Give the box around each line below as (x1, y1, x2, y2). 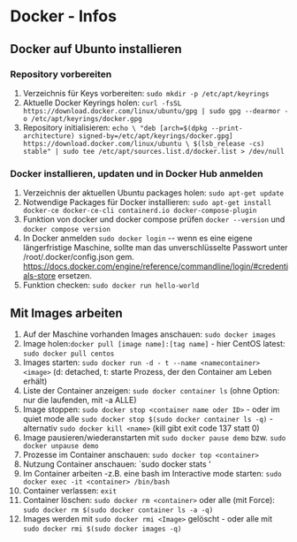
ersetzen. (57, 271, 92, 281)
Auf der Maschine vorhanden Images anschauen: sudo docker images (22, 329, 277, 340)
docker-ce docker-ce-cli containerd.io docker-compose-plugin (22, 206, 257, 216)
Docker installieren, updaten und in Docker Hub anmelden (10, 167, 263, 179)
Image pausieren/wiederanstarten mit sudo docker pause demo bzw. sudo (22, 431, 286, 443)
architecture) (22, 131, 75, 141)
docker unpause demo (22, 441, 99, 450)
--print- (210, 124, 243, 133)
